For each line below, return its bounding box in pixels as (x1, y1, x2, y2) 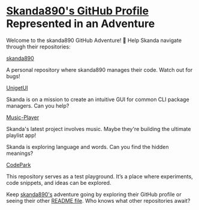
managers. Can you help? (6, 102, 70, 109)
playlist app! (6, 132, 37, 139)
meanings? (6, 150, 34, 157)
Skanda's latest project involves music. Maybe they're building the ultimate (6, 125, 191, 132)
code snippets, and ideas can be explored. (6, 179, 111, 186)
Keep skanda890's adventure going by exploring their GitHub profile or (6, 190, 182, 198)
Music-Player (6, 114, 40, 121)
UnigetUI (6, 84, 28, 91)
